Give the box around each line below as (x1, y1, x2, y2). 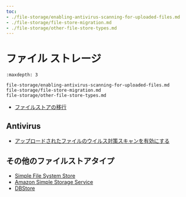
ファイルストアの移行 (14, 103, 67, 111)
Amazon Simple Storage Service (14, 178, 94, 185)
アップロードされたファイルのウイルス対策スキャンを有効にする (14, 138, 170, 144)
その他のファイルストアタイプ (6, 156, 115, 166)
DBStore (14, 185, 35, 192)
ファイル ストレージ (6, 52, 102, 65)
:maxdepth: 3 (6, 72, 38, 78)
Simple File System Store (14, 172, 75, 179)
